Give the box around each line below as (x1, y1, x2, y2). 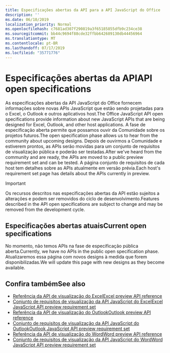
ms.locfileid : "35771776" (5, 50, 60, 55)
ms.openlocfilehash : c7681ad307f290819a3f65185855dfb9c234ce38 (5, 27, 143, 32)
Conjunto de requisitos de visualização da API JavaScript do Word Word (12, 337, 163, 343)
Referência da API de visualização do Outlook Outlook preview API (12, 310, 151, 316)
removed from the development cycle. (5, 206, 86, 213)
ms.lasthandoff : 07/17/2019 (5, 45, 65, 51)
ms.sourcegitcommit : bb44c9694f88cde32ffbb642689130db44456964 (5, 31, 143, 36)
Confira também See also (5, 279, 86, 288)
